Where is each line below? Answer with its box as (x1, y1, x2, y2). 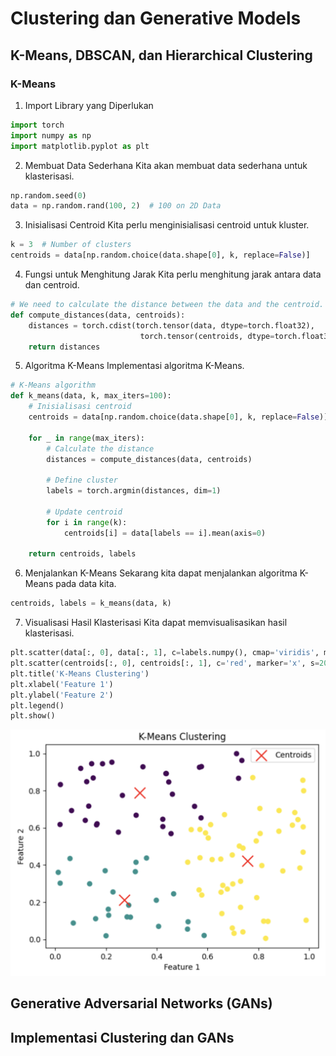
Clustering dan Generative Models (10, 7, 302, 30)
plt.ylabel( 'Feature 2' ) (10, 690, 114, 700)
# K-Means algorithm (10, 380, 97, 391)
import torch (10, 120, 65, 130)
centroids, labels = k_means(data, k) (10, 598, 172, 609)
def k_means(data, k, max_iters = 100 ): (10, 391, 172, 401)
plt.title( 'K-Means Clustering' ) (10, 668, 150, 679)
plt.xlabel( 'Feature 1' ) (10, 679, 114, 689)
